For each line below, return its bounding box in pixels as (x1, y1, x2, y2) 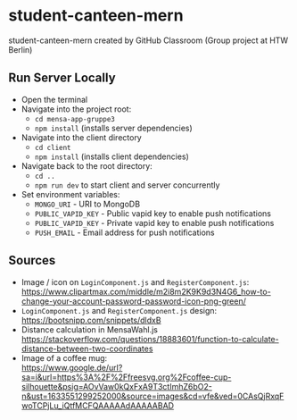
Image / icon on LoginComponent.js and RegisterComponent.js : (21, 276, 250, 287)
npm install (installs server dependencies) (34, 122, 193, 133)
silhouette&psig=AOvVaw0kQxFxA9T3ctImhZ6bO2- (21, 381, 213, 391)
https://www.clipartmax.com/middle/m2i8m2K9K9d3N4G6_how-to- (21, 286, 271, 297)
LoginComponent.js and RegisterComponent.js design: (21, 305, 218, 315)
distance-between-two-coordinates (21, 343, 153, 354)
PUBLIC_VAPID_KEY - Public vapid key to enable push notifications (34, 207, 271, 219)
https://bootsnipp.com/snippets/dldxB (21, 315, 161, 325)
